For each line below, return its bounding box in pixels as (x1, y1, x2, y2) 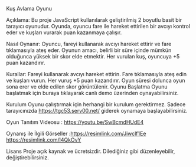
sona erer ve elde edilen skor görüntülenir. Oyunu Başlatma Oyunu (6, 83, 168, 90)
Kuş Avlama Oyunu (6, 5, 52, 12)
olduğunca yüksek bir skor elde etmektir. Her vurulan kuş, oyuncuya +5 (6, 53, 180, 60)
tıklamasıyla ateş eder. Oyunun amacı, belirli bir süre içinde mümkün (6, 47, 172, 54)
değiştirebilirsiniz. (6, 154, 49, 161)
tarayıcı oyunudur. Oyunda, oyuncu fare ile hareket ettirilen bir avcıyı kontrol (6, 23, 191, 30)
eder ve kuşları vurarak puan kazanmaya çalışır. (6, 29, 122, 36)
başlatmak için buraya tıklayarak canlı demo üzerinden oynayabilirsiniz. (6, 90, 179, 96)
